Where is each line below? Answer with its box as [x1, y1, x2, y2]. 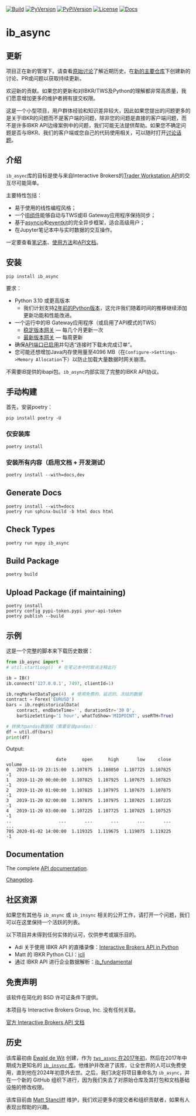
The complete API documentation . [6, 865, 89, 872]
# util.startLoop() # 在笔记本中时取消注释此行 [6, 664, 116, 670]
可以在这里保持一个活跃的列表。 [6, 919, 83, 926]
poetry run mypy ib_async [6, 540, 69, 546]
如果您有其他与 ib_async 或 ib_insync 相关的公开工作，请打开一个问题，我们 [6, 911, 190, 918]
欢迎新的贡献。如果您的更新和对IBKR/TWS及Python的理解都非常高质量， [6, 87, 181, 94]
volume [6, 762, 22, 767]
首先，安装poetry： [6, 404, 53, 411]
